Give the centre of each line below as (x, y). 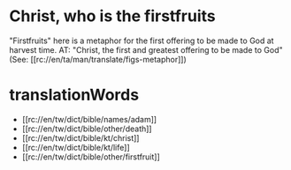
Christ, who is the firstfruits (113, 16)
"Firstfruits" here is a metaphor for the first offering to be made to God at (142, 41)
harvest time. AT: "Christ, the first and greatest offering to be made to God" (146, 49)
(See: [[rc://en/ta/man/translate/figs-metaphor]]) (98, 59)
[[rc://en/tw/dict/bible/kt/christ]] (80, 137)
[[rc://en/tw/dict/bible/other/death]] (87, 129)
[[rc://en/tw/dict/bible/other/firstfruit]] (91, 157)
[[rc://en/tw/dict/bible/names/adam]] (89, 119)
